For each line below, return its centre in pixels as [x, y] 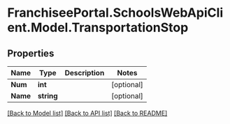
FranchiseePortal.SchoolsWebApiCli [115, 13]
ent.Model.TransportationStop [98, 28]
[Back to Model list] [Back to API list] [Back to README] [87, 113]
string [48, 96]
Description [85, 73]
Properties [31, 53]
